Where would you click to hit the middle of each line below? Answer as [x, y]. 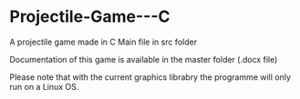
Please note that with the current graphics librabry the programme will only [150, 77]
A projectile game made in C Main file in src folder [103, 42]
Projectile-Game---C [90, 17]
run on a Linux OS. [44, 86]
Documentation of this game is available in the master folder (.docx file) [144, 59]
